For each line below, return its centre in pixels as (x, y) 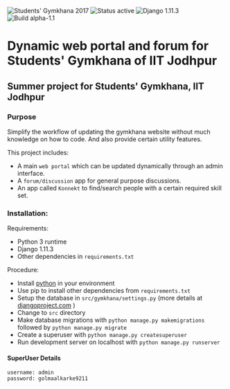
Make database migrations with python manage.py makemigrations (111, 320)
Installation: (28, 213)
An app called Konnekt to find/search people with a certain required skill (119, 188)
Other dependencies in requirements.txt (76, 257)
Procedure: (23, 270)
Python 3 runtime (42, 242)
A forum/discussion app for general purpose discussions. (99, 181)
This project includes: (38, 152)
